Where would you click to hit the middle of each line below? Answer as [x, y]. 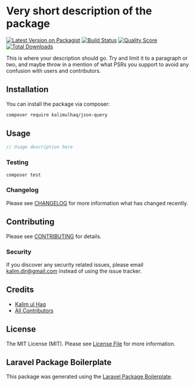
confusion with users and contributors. [54, 70]
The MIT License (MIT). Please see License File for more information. [91, 344]
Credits [20, 290]
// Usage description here [40, 147]
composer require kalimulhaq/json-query [57, 115]
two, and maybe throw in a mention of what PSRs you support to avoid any [97, 64]
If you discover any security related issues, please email [75, 264]
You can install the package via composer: [58, 104]
